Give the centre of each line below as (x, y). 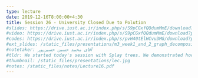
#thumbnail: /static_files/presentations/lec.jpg (68, 60)
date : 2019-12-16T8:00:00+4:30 (44, 17)
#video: (16, 33)
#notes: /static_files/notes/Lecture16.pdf (60, 66)
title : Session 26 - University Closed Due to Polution (76, 22)
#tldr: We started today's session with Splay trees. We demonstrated (95, 55)
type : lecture (24, 11)
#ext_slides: (22, 45)
